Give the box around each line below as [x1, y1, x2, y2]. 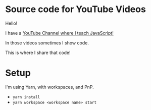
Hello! [5, 20, 18, 26]
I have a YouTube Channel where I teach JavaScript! [5, 30, 114, 36]
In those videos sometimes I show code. [5, 39, 89, 46]
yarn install [12, 94, 40, 99]
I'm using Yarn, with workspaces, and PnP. [5, 84, 94, 90]
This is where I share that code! [5, 49, 71, 56]
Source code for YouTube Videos [5, 4, 146, 15]
